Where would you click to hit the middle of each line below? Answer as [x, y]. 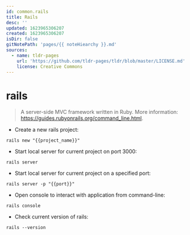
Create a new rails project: [46, 130]
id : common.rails [27, 12]
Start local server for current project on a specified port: [83, 173]
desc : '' [17, 22]
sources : [17, 50]
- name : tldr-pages [35, 56]
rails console [24, 206]
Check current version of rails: [51, 217]
